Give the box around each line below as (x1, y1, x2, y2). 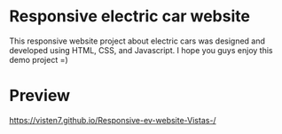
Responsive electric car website (9, 6, 251, 27)
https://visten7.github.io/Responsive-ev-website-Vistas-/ (9, 114, 216, 125)
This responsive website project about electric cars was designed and (9, 35, 266, 46)
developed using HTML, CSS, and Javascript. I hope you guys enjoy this (9, 44, 273, 55)
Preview (9, 86, 71, 106)
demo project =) (9, 54, 68, 65)
